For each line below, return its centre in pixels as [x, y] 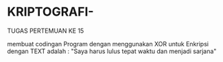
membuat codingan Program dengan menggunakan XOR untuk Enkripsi [108, 44]
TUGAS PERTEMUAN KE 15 [46, 31]
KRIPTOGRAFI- [50, 12]
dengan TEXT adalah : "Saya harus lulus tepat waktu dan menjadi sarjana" [112, 51]
